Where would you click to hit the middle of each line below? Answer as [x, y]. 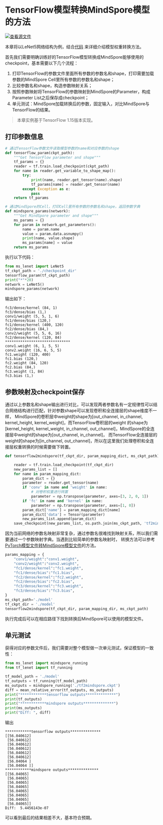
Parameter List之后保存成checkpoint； [50, 97]
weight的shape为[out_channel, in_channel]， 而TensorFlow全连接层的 [88, 435]
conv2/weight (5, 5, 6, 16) [33, 333]
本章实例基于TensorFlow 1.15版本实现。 [56, 120]
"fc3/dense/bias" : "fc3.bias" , [44, 591]
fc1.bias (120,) [21, 359]
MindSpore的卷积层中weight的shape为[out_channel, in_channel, [79, 417]
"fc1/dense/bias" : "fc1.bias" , [44, 573]
